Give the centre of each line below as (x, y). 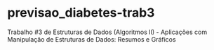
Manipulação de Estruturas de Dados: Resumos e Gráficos (92, 39)
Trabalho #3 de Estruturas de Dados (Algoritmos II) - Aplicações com (107, 32)
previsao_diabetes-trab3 (81, 13)
